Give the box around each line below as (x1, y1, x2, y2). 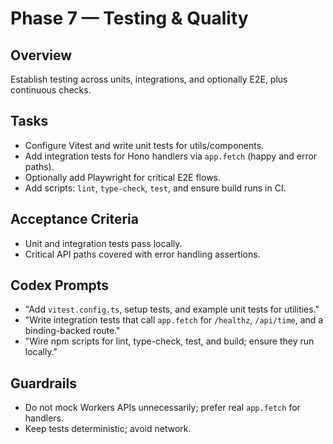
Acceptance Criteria (10, 211, 139, 228)
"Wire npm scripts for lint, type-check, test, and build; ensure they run (24, 335, 315, 347)
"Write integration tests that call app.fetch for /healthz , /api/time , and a (24, 314, 324, 326)
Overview (10, 47, 73, 64)
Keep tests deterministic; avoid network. (24, 423, 192, 435)
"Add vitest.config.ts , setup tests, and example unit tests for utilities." (24, 303, 320, 316)
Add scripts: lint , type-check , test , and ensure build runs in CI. (24, 182, 287, 194)
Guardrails (10, 375, 77, 392)
